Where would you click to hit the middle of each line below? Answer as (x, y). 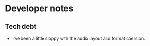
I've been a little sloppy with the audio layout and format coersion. (78, 38)
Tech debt (21, 27)
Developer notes (39, 9)
